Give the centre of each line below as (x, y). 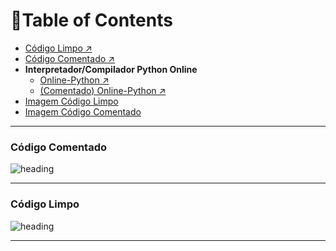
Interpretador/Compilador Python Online (111, 69)
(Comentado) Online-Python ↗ (103, 90)
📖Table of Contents (91, 20)
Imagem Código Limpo (71, 101)
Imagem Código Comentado (83, 111)
